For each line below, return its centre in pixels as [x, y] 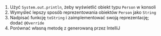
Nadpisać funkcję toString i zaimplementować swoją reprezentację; [80, 18]
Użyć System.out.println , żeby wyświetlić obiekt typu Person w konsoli [83, 7]
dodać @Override [27, 23]
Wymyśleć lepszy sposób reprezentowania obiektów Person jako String [83, 12]
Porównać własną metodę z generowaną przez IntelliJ [65, 28]
